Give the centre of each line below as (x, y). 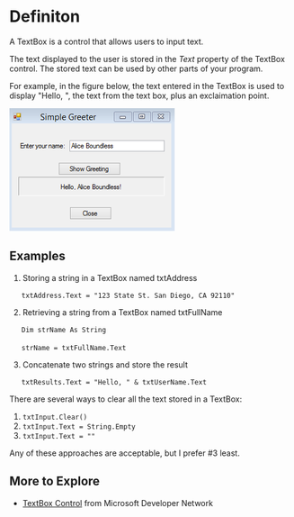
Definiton (45, 17)
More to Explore (55, 481)
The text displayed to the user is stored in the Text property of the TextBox (147, 59)
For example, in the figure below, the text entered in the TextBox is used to (147, 86)
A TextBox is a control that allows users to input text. (107, 41)
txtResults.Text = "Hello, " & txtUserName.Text (114, 382)
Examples (37, 256)
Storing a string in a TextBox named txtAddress (110, 277)
